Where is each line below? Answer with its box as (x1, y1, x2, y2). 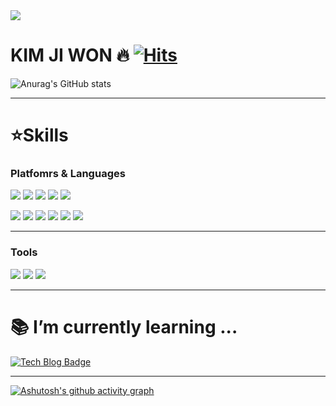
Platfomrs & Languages (10, 167, 126, 181)
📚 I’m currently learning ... (10, 315, 238, 338)
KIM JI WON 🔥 (10, 44, 130, 67)
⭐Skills (10, 124, 69, 147)
